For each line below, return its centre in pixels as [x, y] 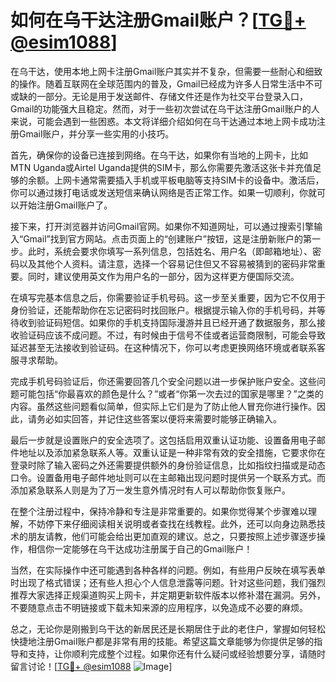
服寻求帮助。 [36, 360]
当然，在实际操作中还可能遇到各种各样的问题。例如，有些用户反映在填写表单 [168, 570]
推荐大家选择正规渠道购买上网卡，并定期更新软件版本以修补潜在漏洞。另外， [168, 595]
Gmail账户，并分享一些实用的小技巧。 [96, 133]
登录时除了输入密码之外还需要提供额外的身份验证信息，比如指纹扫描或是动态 [168, 465]
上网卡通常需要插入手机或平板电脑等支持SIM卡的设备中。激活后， [189, 180]
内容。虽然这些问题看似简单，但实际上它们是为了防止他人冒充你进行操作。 [163, 406]
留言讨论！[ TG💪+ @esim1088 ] [91, 666]
